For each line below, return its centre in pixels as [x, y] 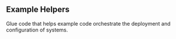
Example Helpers [38, 10]
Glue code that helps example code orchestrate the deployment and [89, 23]
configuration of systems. [37, 30]
